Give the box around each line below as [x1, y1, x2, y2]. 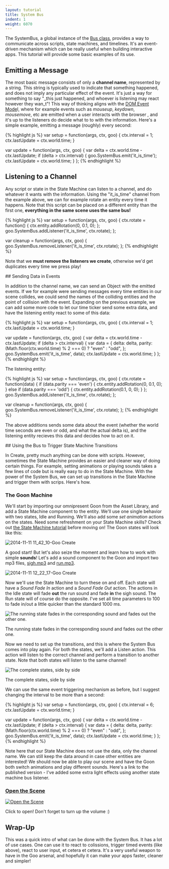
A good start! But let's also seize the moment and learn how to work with [5, 549, 156, 555]
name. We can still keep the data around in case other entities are [5, 754, 141, 760]
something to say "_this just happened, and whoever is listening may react [5, 95, 159, 101]
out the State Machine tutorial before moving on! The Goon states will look [5, 525, 159, 531]
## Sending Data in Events [5, 273, 60, 279]
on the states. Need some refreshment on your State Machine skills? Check [5, 519, 162, 525]
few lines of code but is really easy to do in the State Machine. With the [5, 468, 153, 474]
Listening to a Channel [5, 172, 77, 181]
